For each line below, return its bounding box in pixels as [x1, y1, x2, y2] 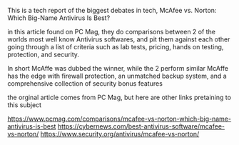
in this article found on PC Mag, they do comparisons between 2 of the [7, 28, 216, 36]
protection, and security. [7, 50, 80, 59]
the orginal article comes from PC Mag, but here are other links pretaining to [7, 93, 232, 101]
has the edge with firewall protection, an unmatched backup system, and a [7, 71, 227, 80]
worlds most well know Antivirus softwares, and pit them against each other [7, 35, 230, 44]
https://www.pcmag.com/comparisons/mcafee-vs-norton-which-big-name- [7, 114, 232, 123]
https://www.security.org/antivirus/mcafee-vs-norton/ [40, 130, 200, 138]
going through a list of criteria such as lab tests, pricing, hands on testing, [7, 43, 224, 51]
